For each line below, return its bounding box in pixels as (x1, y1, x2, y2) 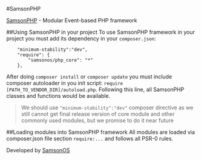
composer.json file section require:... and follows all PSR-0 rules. (6, 135, 174, 142)
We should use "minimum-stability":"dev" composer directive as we (21, 104, 194, 111)
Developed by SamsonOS (6, 147, 70, 153)
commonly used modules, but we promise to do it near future (21, 117, 174, 124)
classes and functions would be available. (6, 92, 111, 99)
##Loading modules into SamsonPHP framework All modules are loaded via (6, 129, 196, 135)
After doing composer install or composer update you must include (6, 73, 173, 80)
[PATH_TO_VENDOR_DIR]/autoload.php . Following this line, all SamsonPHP (6, 86, 185, 93)
